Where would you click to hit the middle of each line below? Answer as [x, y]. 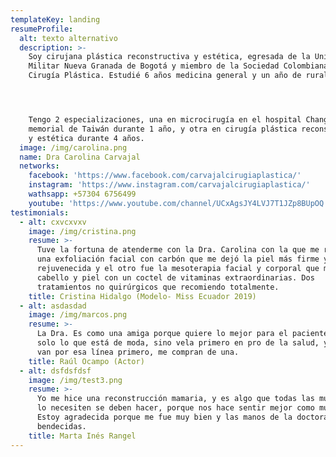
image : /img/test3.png [75, 380]
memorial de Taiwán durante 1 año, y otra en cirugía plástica [163, 129]
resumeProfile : [42, 29]
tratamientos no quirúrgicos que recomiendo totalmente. [158, 287]
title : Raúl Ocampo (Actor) [86, 361]
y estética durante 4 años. [86, 138]
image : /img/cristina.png [82, 231]
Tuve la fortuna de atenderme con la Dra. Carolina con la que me [178, 250]
